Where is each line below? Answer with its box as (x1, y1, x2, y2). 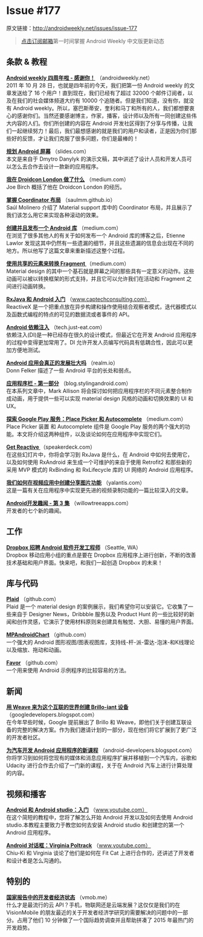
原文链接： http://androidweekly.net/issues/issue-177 (6, 24, 138, 32)
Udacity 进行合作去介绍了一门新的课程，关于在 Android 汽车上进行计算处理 (6, 762, 193, 769)
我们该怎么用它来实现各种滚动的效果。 (6, 211, 101, 218)
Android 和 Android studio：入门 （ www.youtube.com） (6, 806, 148, 813)
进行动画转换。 (11, 283, 49, 290)
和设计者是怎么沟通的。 (6, 857, 65, 864)
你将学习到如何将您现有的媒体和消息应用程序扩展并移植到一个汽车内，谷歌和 (6, 754, 197, 762)
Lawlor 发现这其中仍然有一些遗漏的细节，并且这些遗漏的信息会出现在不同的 (6, 239, 195, 246)
